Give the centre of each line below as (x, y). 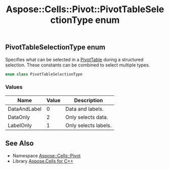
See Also (19, 143)
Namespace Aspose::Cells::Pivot (47, 155)
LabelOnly (20, 125)
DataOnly (19, 117)
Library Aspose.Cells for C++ (43, 161)
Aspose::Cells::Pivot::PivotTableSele (85, 9)
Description (89, 100)
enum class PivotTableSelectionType (44, 74)
